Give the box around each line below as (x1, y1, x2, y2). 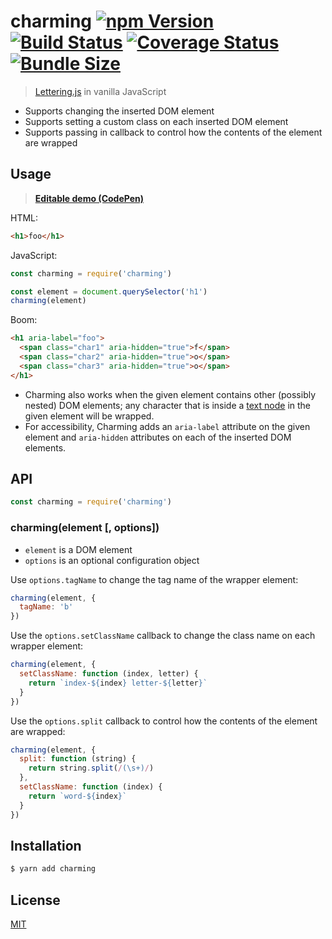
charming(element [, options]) (10, 521, 160, 535)
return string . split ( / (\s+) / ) (28, 763, 155, 774)
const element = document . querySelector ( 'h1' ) (10, 286, 208, 297)
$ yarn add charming (10, 864, 97, 874)
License (10, 891, 61, 909)
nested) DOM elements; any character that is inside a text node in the (24, 399, 312, 411)
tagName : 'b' (19, 602, 74, 612)
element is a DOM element (24, 543, 133, 555)
